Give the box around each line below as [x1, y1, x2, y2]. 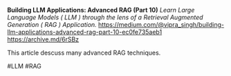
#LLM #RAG [7, 62, 41, 70]
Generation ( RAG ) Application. [7, 21, 97, 28]
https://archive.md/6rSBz [7, 35, 80, 44]
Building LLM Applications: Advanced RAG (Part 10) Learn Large [7, 6, 195, 14]
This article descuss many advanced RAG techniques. [7, 48, 161, 57]
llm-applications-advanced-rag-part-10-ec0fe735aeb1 [7, 28, 163, 36]
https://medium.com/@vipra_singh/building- [98, 21, 225, 28]
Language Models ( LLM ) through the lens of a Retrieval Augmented [7, 13, 203, 21]
